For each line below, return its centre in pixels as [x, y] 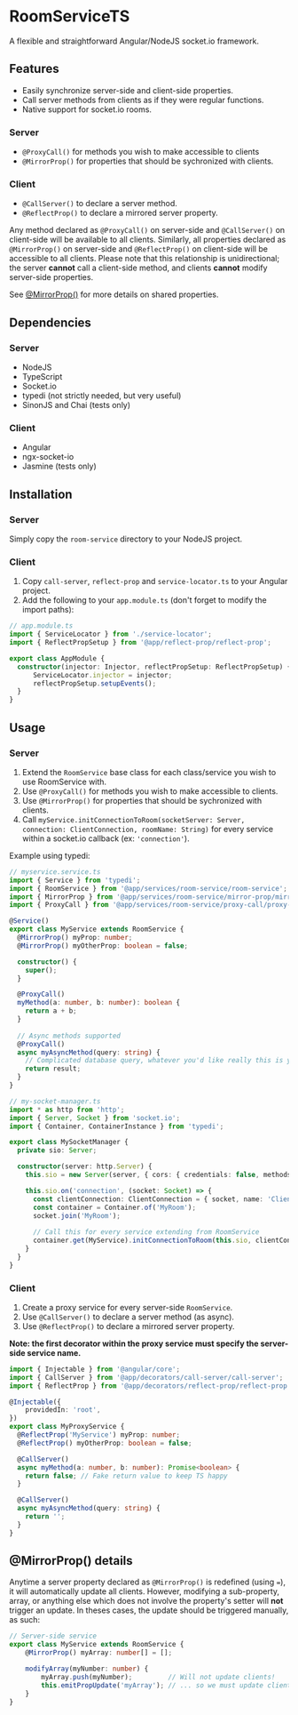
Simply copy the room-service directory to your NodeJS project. [126, 539]
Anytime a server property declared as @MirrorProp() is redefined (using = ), [148, 1582]
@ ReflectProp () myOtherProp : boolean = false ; [105, 1443]
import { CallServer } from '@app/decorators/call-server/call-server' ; [146, 1377]
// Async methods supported [69, 1036]
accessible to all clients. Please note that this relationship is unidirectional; [145, 259]
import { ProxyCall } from [59, 905]
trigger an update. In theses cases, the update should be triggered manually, [149, 1610]
